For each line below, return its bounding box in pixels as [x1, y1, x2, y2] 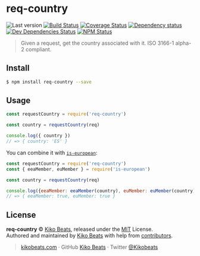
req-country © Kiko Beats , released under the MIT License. [6, 226, 154, 233]
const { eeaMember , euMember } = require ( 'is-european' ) [6, 166, 151, 172]
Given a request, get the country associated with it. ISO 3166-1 [20, 39, 174, 47]
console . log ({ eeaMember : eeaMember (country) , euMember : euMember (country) [6, 187, 196, 194]
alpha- [175, 39, 192, 47]
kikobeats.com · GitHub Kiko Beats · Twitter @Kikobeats [20, 243, 158, 251]
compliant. [26, 45, 52, 53]
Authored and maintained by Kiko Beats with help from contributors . [6, 232, 173, 239]
